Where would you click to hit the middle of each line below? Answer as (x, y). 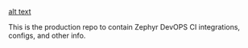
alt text (20, 12)
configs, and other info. (47, 36)
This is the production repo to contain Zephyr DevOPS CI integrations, (124, 27)
